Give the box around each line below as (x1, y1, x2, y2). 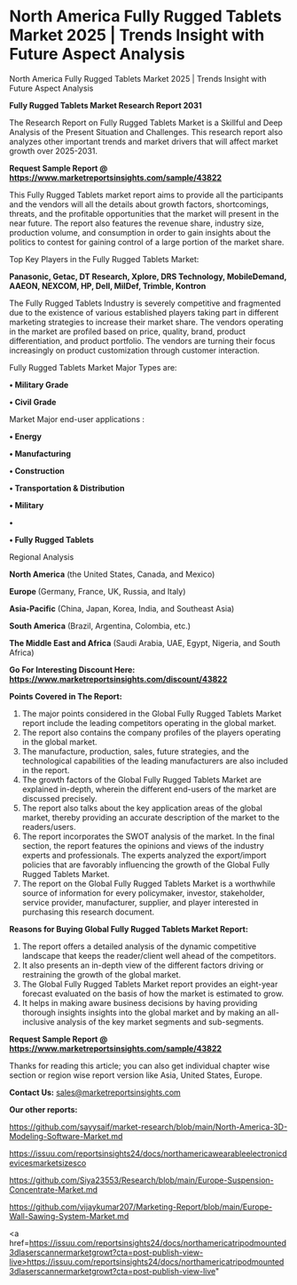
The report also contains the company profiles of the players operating (21, 727, 281, 738)
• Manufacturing (9, 448, 72, 459)
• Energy (9, 431, 43, 442)
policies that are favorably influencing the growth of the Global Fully (21, 859, 270, 870)
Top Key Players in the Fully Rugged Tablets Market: (9, 253, 199, 264)
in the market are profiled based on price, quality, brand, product (9, 326, 246, 337)
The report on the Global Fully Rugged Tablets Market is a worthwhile (21, 878, 276, 889)
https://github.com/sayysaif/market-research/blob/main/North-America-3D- (9, 1121, 288, 1132)
